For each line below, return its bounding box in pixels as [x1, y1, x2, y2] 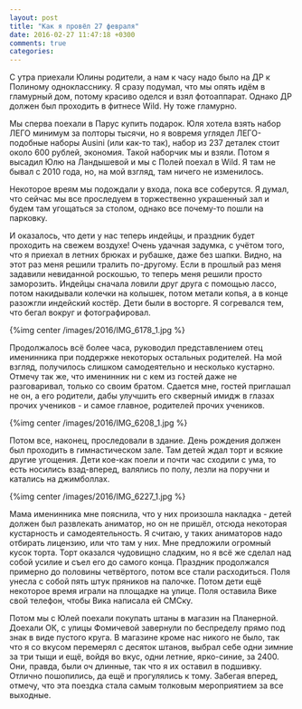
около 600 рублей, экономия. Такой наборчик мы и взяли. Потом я [9, 147, 269, 158]
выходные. [9, 690, 52, 701]
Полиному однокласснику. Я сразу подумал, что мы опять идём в [9, 81, 266, 92]
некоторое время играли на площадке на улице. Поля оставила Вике [9, 586, 278, 597]
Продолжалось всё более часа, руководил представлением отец [9, 342, 263, 353]
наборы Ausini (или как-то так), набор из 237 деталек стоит [50, 138, 280, 149]
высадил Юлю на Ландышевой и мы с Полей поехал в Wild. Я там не [9, 157, 276, 168]
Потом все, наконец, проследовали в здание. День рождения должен [9, 436, 281, 446]
